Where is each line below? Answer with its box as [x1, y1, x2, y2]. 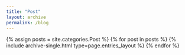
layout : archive [6, 14, 46, 20]
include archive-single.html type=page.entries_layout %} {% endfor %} [6, 42, 180, 49]
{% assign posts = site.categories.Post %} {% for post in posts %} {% [6, 36, 177, 43]
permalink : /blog [6, 20, 49, 25]
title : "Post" [6, 8, 41, 15]
